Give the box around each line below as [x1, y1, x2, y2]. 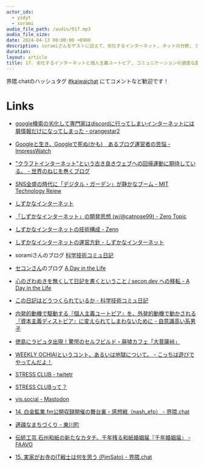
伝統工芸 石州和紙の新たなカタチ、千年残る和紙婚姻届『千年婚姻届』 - [15, 434, 191, 442]
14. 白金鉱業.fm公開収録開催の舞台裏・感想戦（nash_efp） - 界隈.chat [15, 408, 190, 415]
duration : [6, 49, 32, 55]
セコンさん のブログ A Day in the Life [15, 264, 106, 272]
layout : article [6, 54, 47, 60]
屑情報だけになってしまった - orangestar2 [15, 127, 120, 135]
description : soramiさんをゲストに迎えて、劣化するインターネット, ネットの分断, [6, 43, 192, 49]
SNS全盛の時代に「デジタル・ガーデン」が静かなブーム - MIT [15, 180, 169, 188]
